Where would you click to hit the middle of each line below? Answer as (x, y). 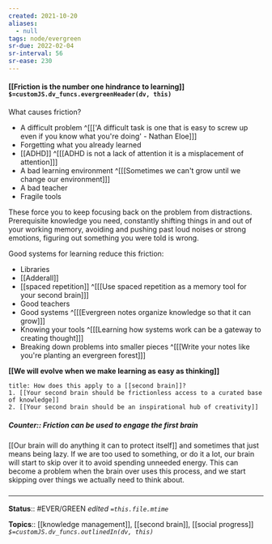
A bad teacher (44, 188)
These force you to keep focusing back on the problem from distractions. (130, 212)
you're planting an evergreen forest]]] (83, 355)
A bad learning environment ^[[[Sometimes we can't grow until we (130, 171)
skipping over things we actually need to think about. (96, 480)
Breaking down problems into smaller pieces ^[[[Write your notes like (135, 347)
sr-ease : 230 (30, 62)
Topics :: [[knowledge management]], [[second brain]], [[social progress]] (131, 525)
